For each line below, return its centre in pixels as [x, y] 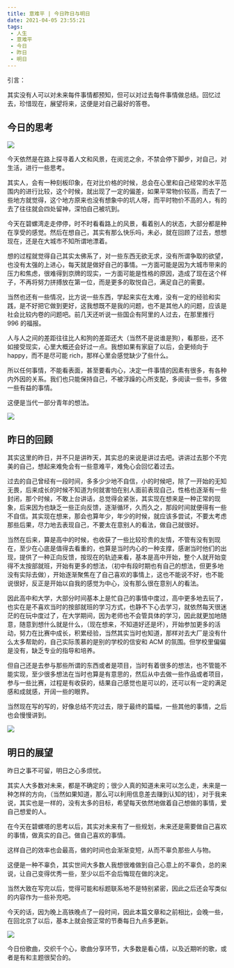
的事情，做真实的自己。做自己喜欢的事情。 [68, 835]
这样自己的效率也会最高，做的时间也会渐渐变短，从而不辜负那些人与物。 [111, 850]
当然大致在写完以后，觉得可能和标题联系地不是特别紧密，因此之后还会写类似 [117, 888]
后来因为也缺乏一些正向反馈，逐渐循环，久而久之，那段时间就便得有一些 [123, 508]
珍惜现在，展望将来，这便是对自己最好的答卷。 [86, 103]
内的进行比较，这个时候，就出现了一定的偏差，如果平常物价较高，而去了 [117, 191]
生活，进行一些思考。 [38, 168]
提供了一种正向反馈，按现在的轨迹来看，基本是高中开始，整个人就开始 [120, 557]
